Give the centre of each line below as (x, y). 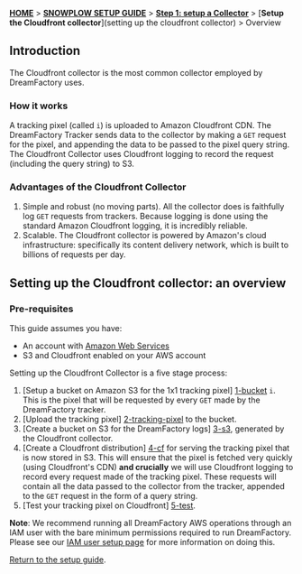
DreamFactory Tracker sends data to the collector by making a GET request (148, 135)
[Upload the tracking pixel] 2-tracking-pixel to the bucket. (129, 420)
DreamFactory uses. (47, 82)
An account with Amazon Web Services (96, 346)
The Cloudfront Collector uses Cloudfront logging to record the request (142, 154)
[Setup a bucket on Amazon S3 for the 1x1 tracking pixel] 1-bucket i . (149, 391)
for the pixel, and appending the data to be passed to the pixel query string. (150, 144)
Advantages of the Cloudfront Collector (98, 187)
